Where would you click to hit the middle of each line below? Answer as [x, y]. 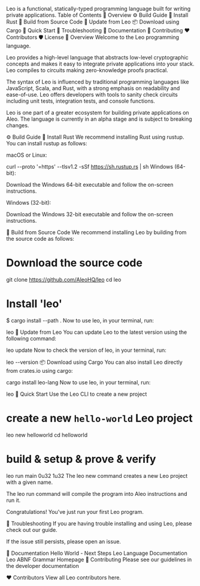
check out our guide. [32, 530]
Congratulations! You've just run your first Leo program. [75, 512]
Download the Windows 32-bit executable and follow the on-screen [90, 214]
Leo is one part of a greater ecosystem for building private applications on [98, 113]
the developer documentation [43, 566]
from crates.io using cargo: [40, 370]
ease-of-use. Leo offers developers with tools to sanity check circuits [92, 95]
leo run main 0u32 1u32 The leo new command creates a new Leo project [97, 476]
